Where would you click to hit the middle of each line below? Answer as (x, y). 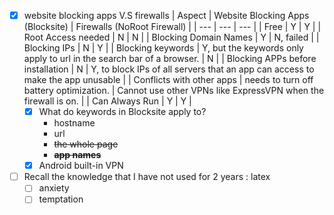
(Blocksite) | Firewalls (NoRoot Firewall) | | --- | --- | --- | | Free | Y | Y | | (172, 27)
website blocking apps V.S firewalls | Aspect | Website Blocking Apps (166, 15)
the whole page (86, 144)
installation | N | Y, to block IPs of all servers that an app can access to (169, 69)
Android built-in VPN (81, 166)
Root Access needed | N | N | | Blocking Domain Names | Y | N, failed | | (171, 37)
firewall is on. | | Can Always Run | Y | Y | (107, 101)
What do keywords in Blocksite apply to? (122, 112)
